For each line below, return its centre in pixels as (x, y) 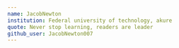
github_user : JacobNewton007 (50, 34)
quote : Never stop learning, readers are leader (80, 27)
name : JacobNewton (34, 14)
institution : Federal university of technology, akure (90, 20)
